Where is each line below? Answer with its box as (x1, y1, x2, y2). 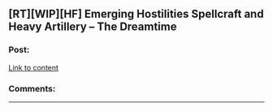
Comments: (8, 83, 56, 94)
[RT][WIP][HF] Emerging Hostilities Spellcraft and (8, 7, 264, 21)
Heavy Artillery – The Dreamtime (8, 20, 177, 34)
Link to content (8, 62, 59, 72)
